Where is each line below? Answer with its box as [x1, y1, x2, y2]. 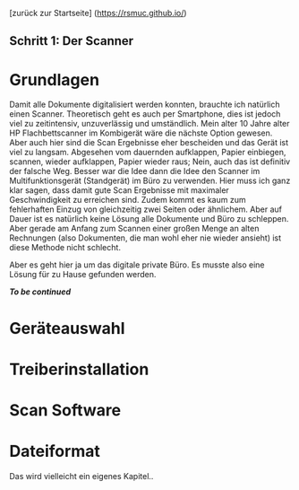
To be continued [9, 286, 72, 297]
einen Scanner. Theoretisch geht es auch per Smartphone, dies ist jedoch [9, 109, 281, 119]
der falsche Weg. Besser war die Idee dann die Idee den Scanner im [9, 166, 261, 177]
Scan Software [9, 399, 122, 420]
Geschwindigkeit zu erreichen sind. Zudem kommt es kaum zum [9, 195, 246, 206]
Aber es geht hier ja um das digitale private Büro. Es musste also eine [9, 259, 266, 270]
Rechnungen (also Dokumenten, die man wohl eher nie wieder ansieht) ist [9, 232, 282, 243]
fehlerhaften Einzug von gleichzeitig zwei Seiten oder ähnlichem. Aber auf [9, 204, 282, 214]
